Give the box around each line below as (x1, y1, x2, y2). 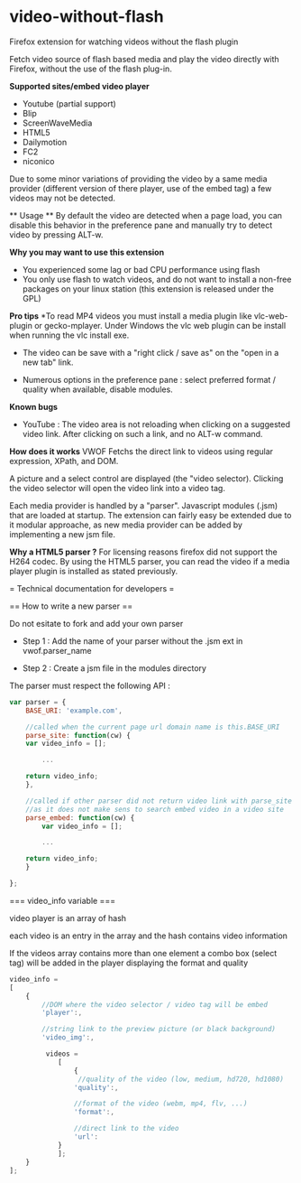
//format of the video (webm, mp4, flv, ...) (73, 1099, 248, 1108)
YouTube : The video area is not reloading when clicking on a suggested (22, 418, 291, 430)
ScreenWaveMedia (22, 117, 93, 128)
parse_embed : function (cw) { (25, 813, 135, 823)
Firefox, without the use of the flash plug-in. (9, 63, 173, 74)
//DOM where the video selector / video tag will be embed (41, 1000, 269, 1009)
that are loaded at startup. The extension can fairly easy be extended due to (9, 509, 292, 520)
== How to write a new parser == (9, 601, 133, 611)
